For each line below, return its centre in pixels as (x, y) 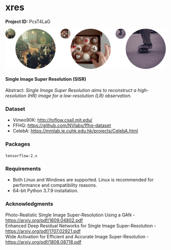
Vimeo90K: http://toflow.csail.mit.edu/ (53, 120)
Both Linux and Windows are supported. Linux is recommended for (83, 180)
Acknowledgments (29, 203)
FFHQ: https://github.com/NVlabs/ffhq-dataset (62, 126)
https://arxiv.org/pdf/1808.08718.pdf (43, 242)
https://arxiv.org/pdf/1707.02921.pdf (43, 231)
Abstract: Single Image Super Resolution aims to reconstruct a (71, 90)
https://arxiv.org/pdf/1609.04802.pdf (44, 220)
